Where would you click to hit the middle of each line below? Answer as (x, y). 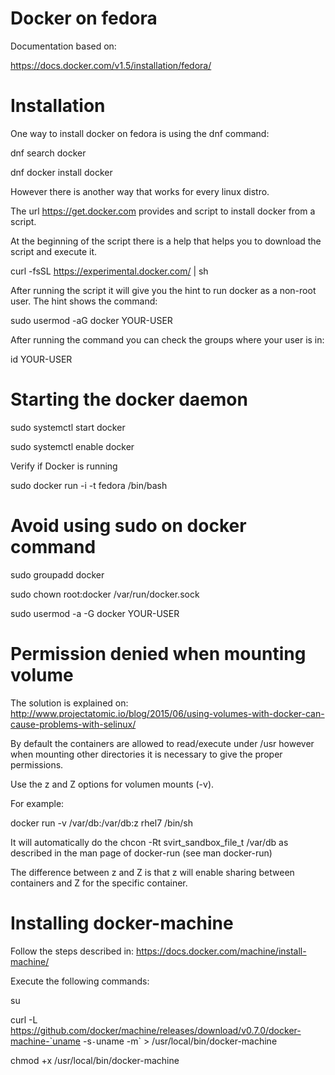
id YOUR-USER (41, 359)
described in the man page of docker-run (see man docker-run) (141, 853)
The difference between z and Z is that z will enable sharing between (152, 872)
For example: (37, 803)
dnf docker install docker (61, 172)
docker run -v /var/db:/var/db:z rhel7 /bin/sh (102, 823)
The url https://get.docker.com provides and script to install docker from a (163, 211)
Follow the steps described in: (72, 951)
